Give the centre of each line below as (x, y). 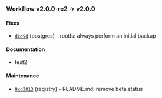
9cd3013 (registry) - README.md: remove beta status (79, 89)
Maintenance (23, 76)
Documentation (26, 49)
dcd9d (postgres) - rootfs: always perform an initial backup (85, 36)
